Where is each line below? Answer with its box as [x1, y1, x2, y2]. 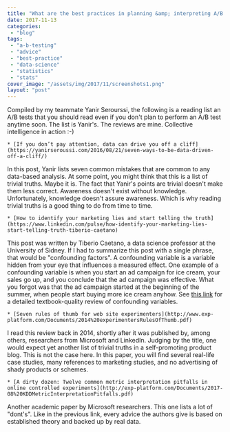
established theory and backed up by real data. [7, 418, 141, 426]
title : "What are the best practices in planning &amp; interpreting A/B [7, 10, 224, 17]
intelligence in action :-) [7, 128, 74, 136]
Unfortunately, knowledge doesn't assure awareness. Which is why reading [7, 194, 222, 203]
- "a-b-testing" [10, 42, 57, 49]
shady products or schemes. [7, 365, 88, 374]
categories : [7, 23, 41, 30]
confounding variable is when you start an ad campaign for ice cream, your [7, 268, 220, 277]
